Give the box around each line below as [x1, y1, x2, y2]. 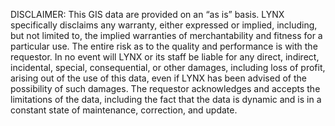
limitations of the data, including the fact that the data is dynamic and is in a [10, 94, 322, 105]
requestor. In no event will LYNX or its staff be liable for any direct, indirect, [10, 51, 320, 63]
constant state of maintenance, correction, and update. [10, 104, 238, 116]
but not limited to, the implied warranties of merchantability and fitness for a [10, 30, 323, 41]
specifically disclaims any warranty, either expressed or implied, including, [10, 19, 318, 31]
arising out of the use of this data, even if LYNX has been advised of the [10, 72, 307, 84]
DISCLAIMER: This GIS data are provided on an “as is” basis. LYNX [10, 9, 285, 20]
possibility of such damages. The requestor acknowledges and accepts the [10, 83, 321, 94]
